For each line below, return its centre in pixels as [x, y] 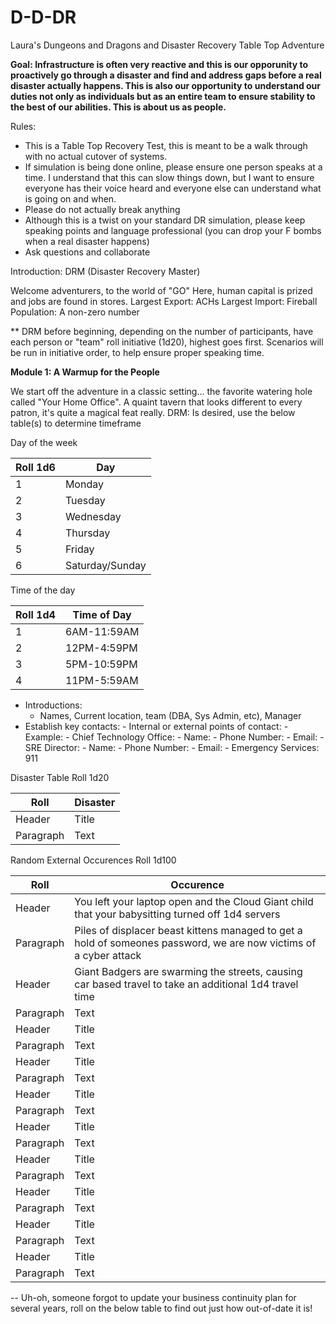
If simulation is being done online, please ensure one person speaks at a [173, 167]
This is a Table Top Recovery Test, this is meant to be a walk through [166, 145]
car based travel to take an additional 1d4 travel [186, 984]
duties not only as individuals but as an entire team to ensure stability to [163, 96]
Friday [79, 549]
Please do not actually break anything [102, 209]
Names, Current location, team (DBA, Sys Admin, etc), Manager [170, 715]
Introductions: [53, 705]
